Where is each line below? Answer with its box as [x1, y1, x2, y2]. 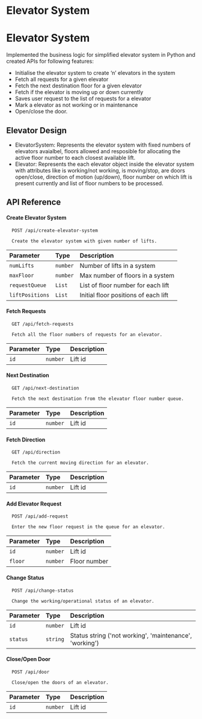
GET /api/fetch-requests [11, 321, 74, 327]
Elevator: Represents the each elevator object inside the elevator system [14, 160, 194, 168]
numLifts [9, 262, 34, 269]
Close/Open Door [6, 656, 51, 663]
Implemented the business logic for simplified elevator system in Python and [6, 51, 195, 59]
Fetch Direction [6, 436, 46, 443]
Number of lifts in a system [79, 261, 156, 270]
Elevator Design [6, 125, 67, 136]
